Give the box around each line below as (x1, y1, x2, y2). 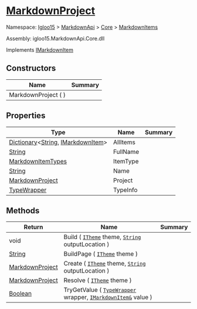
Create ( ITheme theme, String (63, 260, 146, 268)
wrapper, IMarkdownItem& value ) (63, 293, 152, 301)
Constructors (6, 63, 56, 73)
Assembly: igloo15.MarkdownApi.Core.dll (6, 35, 105, 42)
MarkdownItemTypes (9, 157, 67, 165)
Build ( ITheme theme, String (63, 233, 141, 241)
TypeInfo (113, 186, 138, 194)
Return (23, 223, 43, 231)
